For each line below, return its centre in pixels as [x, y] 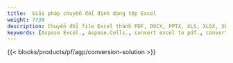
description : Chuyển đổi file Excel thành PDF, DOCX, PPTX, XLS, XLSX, [113, 26]
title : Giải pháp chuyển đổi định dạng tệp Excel [82, 13]
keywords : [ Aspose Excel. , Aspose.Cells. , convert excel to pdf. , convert [118, 33]
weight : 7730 [26, 20]
